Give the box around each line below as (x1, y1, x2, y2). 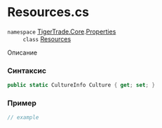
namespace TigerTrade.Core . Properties (7, 27, 116, 36)
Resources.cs (7, 4, 90, 20)
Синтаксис (7, 66, 47, 76)
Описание (7, 48, 37, 57)
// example (7, 114, 39, 121)
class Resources (22, 34, 72, 43)
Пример (7, 99, 37, 108)
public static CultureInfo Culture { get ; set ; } (7, 82, 156, 89)
